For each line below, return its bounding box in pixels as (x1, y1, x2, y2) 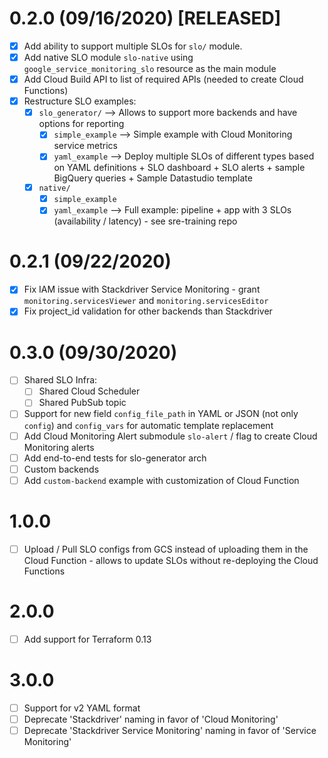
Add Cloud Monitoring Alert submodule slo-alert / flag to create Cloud (23, 430, 318, 442)
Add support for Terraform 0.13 (23, 633, 152, 645)
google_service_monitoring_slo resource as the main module (23, 63, 277, 75)
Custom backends (23, 463, 100, 475)
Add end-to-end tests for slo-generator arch (23, 452, 207, 464)
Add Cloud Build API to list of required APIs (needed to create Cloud (23, 73, 304, 86)
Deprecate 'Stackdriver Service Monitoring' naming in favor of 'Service (23, 724, 317, 736)
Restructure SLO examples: (23, 95, 137, 107)
